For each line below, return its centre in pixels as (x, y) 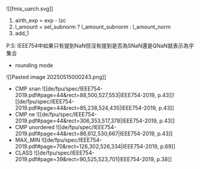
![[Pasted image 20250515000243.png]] (56, 77)
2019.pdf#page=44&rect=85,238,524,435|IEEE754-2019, (86, 108)
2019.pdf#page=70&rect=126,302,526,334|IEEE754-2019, (87, 146)
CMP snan (28, 89)
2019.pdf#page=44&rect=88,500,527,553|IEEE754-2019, (86, 95)
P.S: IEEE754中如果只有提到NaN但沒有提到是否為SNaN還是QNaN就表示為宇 (100, 46)
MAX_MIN (27, 140)
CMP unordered (35, 127)
